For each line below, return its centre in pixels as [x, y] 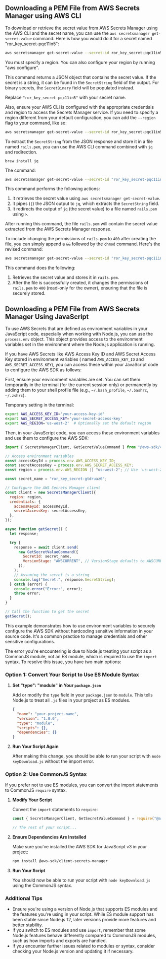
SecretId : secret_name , [47, 556]
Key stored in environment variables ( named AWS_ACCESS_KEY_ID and [75, 359]
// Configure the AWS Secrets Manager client [53, 488]
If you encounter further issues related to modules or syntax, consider [83, 946]
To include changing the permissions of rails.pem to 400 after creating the [81, 239]
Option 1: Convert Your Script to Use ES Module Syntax [72, 675]
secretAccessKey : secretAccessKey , [51, 511]
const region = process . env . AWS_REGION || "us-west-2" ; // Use [72, 470]
